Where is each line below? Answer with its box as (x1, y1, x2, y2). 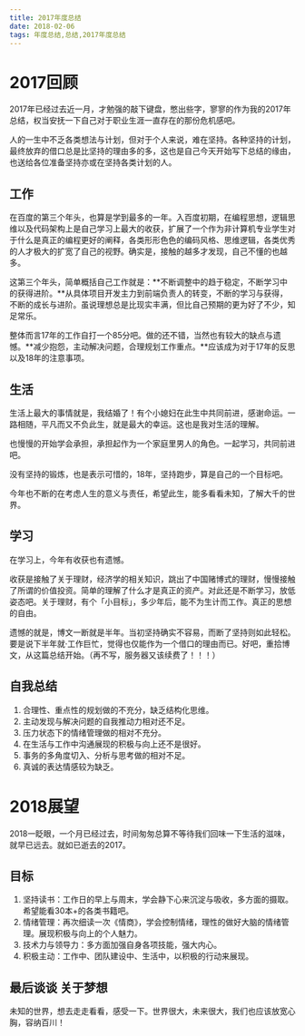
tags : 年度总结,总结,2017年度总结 (9, 30, 126, 39)
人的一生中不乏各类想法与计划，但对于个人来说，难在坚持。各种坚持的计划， (9, 134, 296, 145)
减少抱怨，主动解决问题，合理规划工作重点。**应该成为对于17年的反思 (33, 341, 296, 352)
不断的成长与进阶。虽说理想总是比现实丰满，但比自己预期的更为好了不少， (9, 299, 288, 310)
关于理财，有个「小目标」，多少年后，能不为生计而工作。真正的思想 (40, 596, 292, 607)
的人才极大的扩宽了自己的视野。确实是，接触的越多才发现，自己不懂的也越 (9, 246, 288, 257)
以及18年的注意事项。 (9, 353, 90, 364)
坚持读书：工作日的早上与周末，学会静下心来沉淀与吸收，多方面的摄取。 (22, 894, 293, 905)
